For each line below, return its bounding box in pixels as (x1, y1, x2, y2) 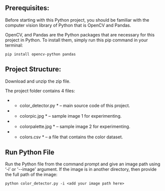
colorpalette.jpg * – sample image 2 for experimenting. (19, 123, 131, 129)
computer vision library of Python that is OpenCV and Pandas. (5, 22, 132, 28)
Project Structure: (5, 65, 62, 73)
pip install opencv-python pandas (5, 52, 76, 57)
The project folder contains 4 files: (5, 88, 75, 94)
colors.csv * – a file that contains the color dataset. (19, 134, 123, 140)
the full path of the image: (5, 172, 58, 178)
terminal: (5, 42, 23, 48)
